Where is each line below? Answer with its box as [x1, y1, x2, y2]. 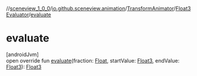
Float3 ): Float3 [6, 63, 42, 70]
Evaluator [6, 11, 29, 18]
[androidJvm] [6, 51, 39, 58]
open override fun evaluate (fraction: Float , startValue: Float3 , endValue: [6, 57, 180, 64]
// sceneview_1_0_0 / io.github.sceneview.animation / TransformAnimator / [6, 5, 176, 12]
